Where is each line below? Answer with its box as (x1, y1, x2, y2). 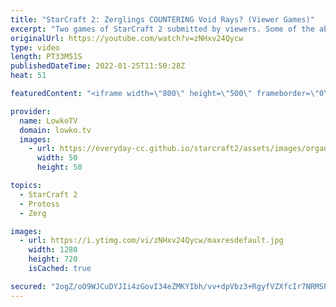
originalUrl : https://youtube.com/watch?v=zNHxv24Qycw (10, 33, 244, 43)
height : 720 (28, 254, 78, 265)
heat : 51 (10, 71, 47, 81)
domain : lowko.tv (19, 125, 92, 135)
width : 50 (36, 153, 78, 163)
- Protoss (19, 199, 60, 209)
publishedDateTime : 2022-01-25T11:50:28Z (10, 61, 186, 71)
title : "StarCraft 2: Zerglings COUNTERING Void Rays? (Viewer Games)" (10, 14, 315, 25)
